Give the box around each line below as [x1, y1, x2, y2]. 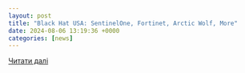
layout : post [8, 11, 52, 20]
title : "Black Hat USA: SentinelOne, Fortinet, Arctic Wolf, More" [8, 19, 239, 27]
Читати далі [8, 56, 49, 66]
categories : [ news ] [8, 34, 74, 43]
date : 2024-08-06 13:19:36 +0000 [8, 26, 120, 34]
